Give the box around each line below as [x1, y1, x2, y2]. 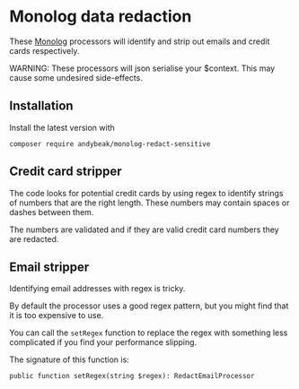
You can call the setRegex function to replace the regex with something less [9, 327, 288, 338]
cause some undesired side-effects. [9, 72, 144, 82]
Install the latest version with [9, 122, 115, 133]
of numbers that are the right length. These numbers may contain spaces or [9, 197, 290, 208]
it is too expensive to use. [9, 310, 104, 321]
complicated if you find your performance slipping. [9, 337, 198, 348]
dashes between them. [9, 206, 94, 217]
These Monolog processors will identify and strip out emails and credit [9, 36, 270, 47]
